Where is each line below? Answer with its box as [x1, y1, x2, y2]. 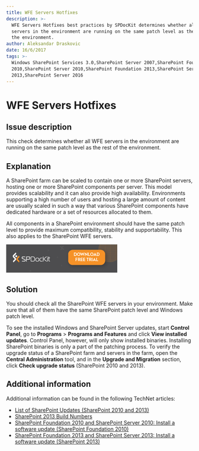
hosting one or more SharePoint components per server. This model [6, 183, 172, 190]
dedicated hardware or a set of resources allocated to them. [6, 208, 153, 216]
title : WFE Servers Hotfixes [6, 9, 78, 15]
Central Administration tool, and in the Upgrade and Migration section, [6, 356, 182, 363]
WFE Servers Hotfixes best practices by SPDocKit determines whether [11, 22, 187, 28]
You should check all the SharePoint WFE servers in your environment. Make [6, 300, 193, 307]
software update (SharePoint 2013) [14, 438, 101, 445]
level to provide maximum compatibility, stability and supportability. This [6, 226, 182, 234]
